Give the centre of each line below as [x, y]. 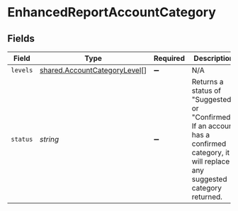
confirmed [209, 144]
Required [169, 58]
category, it [211, 153]
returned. [207, 197]
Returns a [208, 82]
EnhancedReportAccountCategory [112, 12]
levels [22, 70]
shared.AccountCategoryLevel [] [93, 70]
